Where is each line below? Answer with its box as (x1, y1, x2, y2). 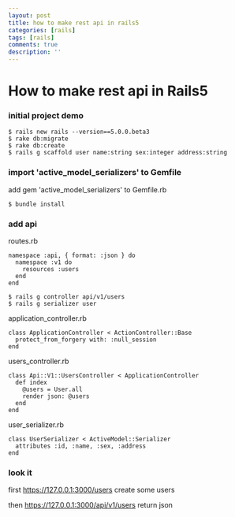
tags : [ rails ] (8, 33, 55, 42)
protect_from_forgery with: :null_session (15, 336, 157, 344)
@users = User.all (22, 385, 83, 394)
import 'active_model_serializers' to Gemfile (8, 167, 182, 178)
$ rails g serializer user (8, 300, 97, 308)
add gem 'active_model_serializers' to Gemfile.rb (8, 184, 167, 194)
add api (8, 218, 38, 229)
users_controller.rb (8, 356, 69, 366)
